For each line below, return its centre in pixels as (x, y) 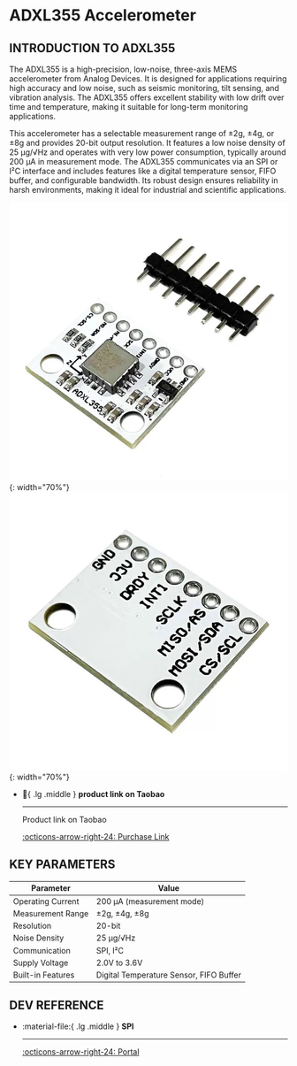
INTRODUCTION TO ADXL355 (92, 48)
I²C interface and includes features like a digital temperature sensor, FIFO (143, 171)
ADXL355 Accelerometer (103, 15)
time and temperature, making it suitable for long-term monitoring (129, 107)
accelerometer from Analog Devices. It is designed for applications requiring (148, 79)
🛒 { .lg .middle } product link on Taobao (93, 794)
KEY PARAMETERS (62, 865)
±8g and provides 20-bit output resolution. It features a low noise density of (147, 143)
